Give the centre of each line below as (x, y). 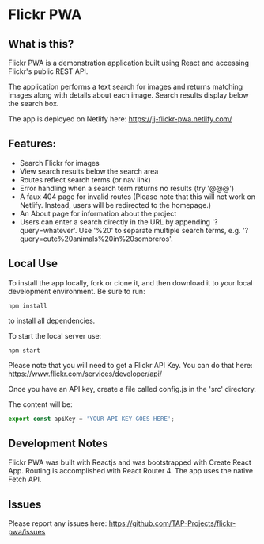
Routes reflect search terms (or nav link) (85, 179)
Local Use (33, 264)
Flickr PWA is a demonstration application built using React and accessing (129, 63)
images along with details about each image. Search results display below (128, 95)
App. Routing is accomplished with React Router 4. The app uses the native (131, 471)
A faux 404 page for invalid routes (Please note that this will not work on (137, 197)
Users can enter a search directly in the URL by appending (115, 222)
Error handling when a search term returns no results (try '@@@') (127, 188)
